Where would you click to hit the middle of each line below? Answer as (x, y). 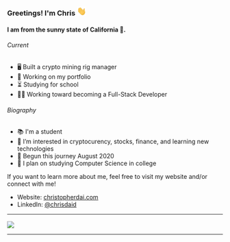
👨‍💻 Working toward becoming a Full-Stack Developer (92, 95)
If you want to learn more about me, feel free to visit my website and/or (107, 177)
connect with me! (31, 184)
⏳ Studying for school (48, 84)
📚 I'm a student (40, 132)
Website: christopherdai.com (57, 197)
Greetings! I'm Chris (41, 13)
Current (18, 45)
